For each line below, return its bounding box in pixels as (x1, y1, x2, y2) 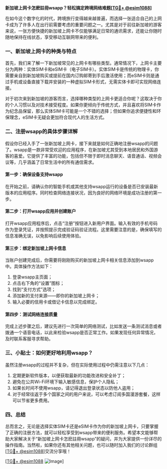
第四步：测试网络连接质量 (5, 311, 58, 317)
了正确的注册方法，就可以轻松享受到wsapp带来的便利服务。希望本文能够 (5, 430, 154, 436)
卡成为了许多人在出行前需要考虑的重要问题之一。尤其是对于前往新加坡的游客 (5, 22, 162, 27)
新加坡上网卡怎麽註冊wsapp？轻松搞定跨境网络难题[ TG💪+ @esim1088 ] (5, 5, 152, 10)
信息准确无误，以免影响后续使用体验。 (5, 233, 83, 238)
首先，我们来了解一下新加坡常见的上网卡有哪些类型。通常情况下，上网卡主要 (5, 60, 162, 66)
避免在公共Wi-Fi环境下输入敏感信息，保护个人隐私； (12, 379, 120, 385)
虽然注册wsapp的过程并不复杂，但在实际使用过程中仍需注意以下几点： (5, 362, 150, 368)
